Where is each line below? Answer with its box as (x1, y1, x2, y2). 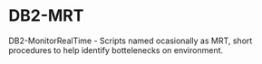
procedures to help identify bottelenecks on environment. (8, 44, 224, 55)
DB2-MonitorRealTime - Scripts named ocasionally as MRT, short (8, 35, 253, 46)
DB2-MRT (8, 5, 84, 26)
